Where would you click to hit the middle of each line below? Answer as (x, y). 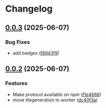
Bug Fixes (18, 42)
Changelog (29, 9)
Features (16, 83)
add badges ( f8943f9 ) (36, 53)
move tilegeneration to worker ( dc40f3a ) (55, 100)
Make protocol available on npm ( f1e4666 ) (57, 94)
